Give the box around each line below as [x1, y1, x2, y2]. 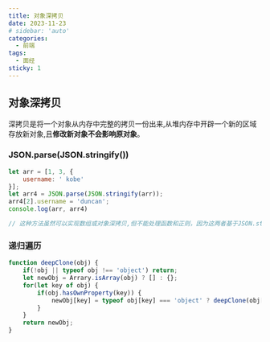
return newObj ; [22, 319, 74, 327]
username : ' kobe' [22, 175, 84, 183]
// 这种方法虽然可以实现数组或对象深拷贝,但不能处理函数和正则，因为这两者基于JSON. [8, 220, 256, 228]
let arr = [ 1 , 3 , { [8, 167, 74, 175]
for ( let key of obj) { [22, 281, 99, 290]
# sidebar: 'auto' [8, 27, 70, 35]
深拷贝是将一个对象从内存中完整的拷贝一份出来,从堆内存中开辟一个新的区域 [8, 118, 257, 129]
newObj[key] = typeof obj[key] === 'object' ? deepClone [51, 296, 247, 304]
